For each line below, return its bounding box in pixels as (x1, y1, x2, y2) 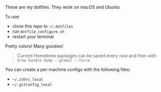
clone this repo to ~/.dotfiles (12, 23, 74, 29)
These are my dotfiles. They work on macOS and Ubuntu (5, 4, 120, 10)
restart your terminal (12, 34, 54, 39)
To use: (5, 14, 21, 19)
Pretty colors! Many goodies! (5, 43, 64, 49)
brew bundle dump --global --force (17, 58, 90, 63)
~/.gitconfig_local (12, 82, 53, 87)
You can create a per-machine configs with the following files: (5, 66, 131, 72)
